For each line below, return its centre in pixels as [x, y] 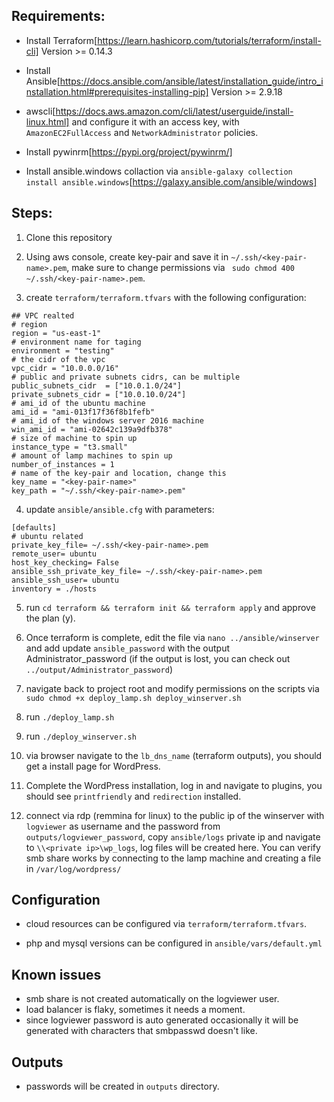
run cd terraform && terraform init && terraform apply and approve [170, 607]
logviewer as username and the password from [123, 826]
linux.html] [47, 121]
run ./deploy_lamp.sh [70, 716]
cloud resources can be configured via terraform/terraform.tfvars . [166, 924]
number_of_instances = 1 [63, 464]
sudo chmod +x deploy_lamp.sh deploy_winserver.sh [133, 698]
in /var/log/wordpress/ [73, 868]
